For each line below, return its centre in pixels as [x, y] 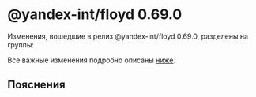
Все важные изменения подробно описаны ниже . [91, 60]
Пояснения [36, 85]
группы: [21, 44]
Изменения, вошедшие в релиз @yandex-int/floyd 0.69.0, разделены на [128, 36]
